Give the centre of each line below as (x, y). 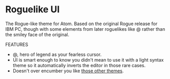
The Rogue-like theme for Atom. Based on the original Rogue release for (81, 24)
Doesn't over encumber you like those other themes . (68, 71)
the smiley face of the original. (37, 34)
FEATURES (17, 44)
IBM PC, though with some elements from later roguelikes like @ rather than (85, 29)
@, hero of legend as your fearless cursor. (57, 54)
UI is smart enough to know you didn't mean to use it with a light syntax (88, 60)
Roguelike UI (33, 9)
